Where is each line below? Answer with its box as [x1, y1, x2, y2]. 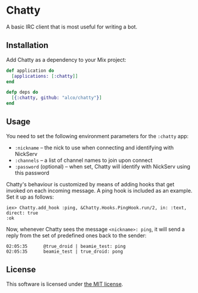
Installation [6, 40, 49, 50]
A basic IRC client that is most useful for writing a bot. [6, 23, 138, 30]
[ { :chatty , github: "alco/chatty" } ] [11, 95, 102, 101]
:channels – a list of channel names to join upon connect [14, 157, 153, 164]
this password [14, 169, 49, 176]
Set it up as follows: [6, 193, 55, 200]
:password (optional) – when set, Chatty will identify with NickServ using [14, 163, 191, 170]
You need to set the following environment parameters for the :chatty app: [6, 132, 189, 139]
